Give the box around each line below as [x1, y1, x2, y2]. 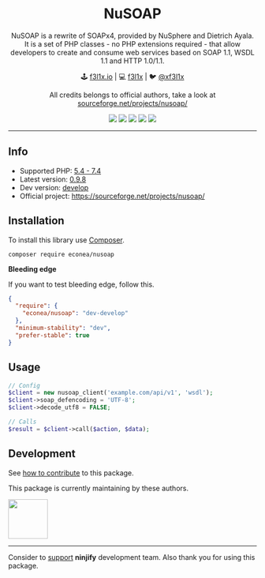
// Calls [8, 418, 37, 426]
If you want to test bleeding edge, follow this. [8, 280, 155, 289]
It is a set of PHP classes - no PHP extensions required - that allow [24, 39, 241, 48]
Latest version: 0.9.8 [19, 175, 87, 184]
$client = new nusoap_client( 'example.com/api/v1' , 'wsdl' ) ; [8, 388, 214, 397]
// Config [8, 381, 41, 389]
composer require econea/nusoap [8, 250, 114, 258]
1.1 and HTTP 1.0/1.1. [100, 56, 165, 66]
